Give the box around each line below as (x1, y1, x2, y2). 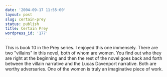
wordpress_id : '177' (5, 31, 49, 36)
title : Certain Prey (5, 26, 49, 31)
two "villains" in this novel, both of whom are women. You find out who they (5, 50, 162, 56)
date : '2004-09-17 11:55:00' (5, 7, 66, 13)
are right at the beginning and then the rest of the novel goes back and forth (5, 55, 162, 61)
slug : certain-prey (5, 17, 46, 22)
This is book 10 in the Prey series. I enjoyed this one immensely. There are (5, 45, 158, 50)
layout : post (5, 12, 33, 17)
